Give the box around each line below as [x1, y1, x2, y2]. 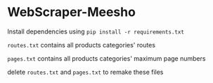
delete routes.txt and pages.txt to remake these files [7, 68, 164, 76]
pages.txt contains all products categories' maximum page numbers [7, 54, 206, 63]
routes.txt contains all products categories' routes [7, 40, 156, 49]
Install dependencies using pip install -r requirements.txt [7, 27, 185, 36]
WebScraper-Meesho [7, 4, 136, 20]
